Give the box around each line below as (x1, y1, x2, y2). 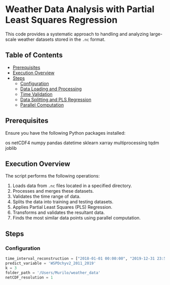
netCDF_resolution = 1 (5, 275, 53, 280)
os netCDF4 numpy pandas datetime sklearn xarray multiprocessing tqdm (5, 140, 159, 146)
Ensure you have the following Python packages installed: (5, 130, 125, 136)
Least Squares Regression (5, 14, 118, 26)
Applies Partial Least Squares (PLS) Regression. (12, 204, 113, 210)
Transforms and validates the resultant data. (12, 209, 105, 215)
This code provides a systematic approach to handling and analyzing (5, 31, 149, 37)
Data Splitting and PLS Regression (20, 96, 92, 102)
